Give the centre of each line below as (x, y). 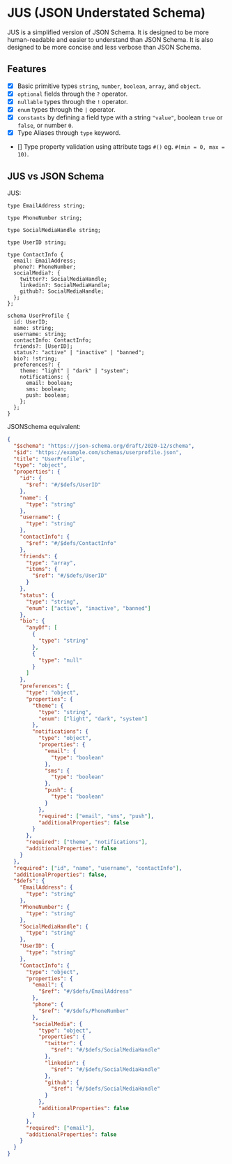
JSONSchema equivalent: (44, 426)
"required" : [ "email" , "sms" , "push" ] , (96, 816)
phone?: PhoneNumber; (45, 267)
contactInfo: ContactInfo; (53, 340)
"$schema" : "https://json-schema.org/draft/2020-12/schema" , (104, 446)
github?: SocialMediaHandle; (62, 291)
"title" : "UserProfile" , (49, 459)
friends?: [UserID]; (43, 346)
